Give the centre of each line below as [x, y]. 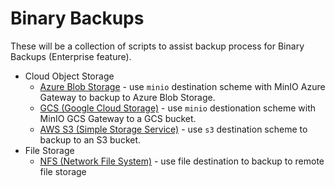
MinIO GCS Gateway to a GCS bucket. [118, 118]
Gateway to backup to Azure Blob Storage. [127, 97]
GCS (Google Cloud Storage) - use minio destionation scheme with [177, 108]
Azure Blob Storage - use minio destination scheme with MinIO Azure [182, 86]
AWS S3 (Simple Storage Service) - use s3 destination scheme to [173, 129]
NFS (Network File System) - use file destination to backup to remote [182, 161]
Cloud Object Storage [69, 76]
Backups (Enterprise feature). [71, 56]
